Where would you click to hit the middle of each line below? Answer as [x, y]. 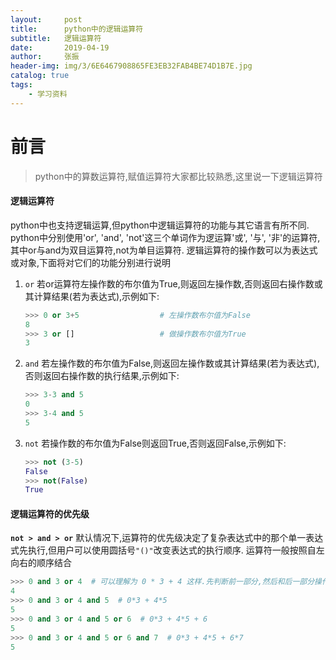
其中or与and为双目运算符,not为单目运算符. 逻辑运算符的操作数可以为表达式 [164, 250]
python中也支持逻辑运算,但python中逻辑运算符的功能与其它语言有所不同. [160, 225]
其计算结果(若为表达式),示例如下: [92, 296]
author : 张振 [45, 57]
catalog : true [40, 76]
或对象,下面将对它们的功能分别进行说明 [91, 262]
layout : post [46, 19]
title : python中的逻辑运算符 [77, 29]
